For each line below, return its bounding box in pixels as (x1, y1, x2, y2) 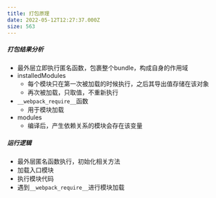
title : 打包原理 (7, 10, 50, 17)
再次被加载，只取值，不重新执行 (27, 88, 119, 97)
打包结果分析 (7, 45, 43, 53)
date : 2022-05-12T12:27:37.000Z (7, 17, 100, 23)
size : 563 (7, 23, 36, 30)
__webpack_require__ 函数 (17, 97, 88, 106)
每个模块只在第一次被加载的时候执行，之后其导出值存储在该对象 (27, 80, 209, 88)
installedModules (17, 72, 66, 80)
